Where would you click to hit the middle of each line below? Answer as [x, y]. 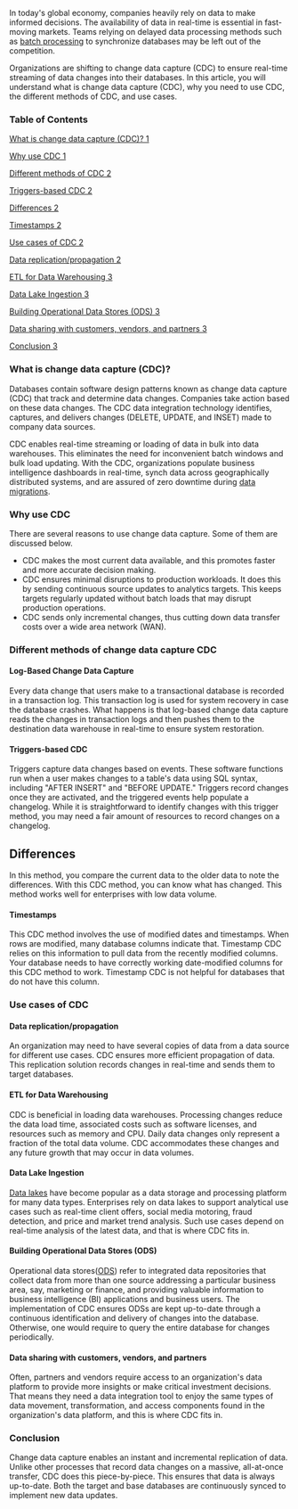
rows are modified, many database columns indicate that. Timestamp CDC [145, 944]
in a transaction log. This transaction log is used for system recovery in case [149, 701]
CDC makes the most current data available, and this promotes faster [149, 560]
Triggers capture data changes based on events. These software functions [146, 769]
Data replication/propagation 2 [65, 260]
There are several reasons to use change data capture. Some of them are [144, 533]
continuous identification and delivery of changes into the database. [134, 1317]
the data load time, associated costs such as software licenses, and [133, 1124]
